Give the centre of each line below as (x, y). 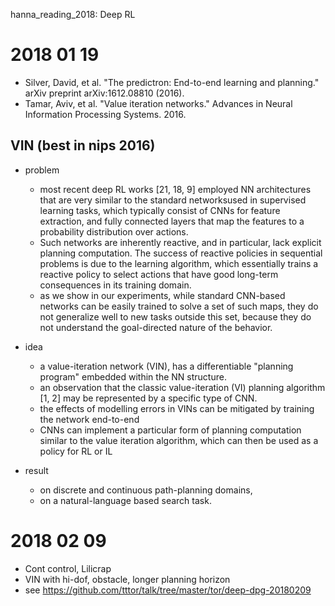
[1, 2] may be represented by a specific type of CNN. (148, 398)
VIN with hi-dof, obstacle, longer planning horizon (127, 579)
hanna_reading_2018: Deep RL (73, 14)
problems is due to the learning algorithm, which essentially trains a (179, 263)
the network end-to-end (89, 419)
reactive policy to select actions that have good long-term (159, 274)
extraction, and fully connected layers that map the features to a (172, 221)
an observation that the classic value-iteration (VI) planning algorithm (182, 387)
